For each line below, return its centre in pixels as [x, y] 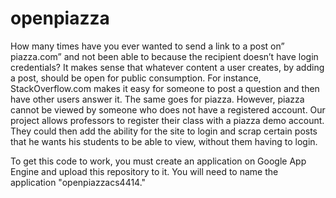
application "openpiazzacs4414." [78, 182]
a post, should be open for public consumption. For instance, [136, 78]
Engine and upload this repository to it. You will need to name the [144, 171]
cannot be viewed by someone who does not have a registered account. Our [168, 109]
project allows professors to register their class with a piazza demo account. [167, 120]
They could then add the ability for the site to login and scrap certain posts [164, 131]
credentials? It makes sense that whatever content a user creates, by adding [167, 67]
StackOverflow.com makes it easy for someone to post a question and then [165, 88]
